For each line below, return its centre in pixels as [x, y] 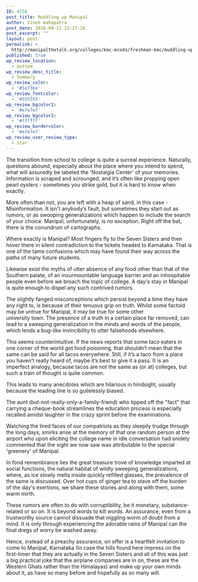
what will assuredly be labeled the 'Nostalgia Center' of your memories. [93, 172]
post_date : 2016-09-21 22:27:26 [46, 28]
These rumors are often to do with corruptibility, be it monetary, [83, 505]
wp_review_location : [32, 61]
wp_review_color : [27, 83]
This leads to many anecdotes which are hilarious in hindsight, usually [91, 384]
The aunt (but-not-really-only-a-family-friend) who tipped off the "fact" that [98, 402]
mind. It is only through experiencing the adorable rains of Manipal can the [97, 524]
